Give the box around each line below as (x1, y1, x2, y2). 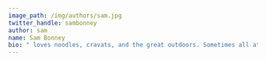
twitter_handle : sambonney (8, 19, 97, 27)
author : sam (8, 26, 47, 34)
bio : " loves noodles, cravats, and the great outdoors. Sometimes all (8, 41, 249, 49)
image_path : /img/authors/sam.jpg (8, 11, 123, 20)
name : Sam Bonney (8, 33, 66, 42)
